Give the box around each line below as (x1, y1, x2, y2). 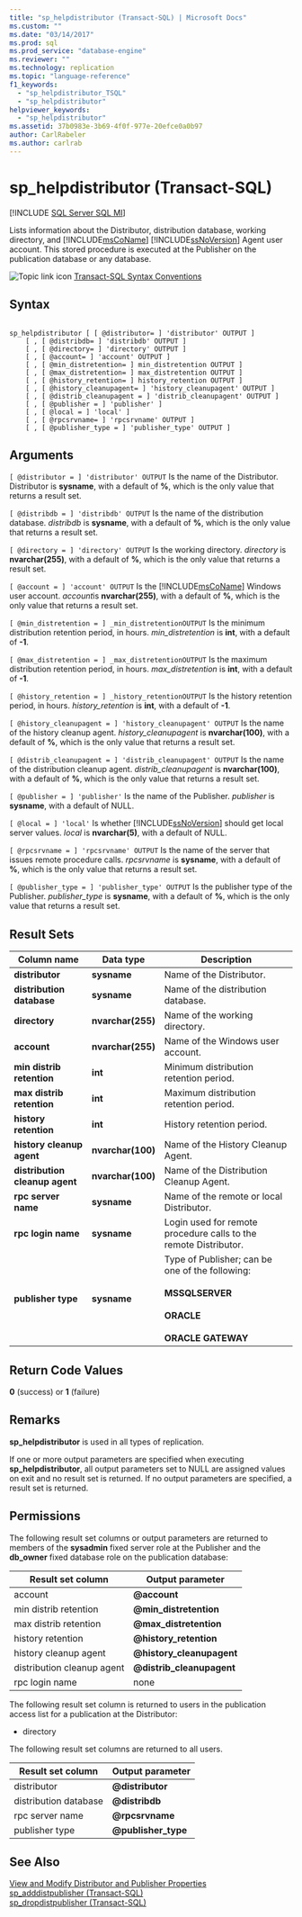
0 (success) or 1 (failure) (9, 1386, 101, 1397)
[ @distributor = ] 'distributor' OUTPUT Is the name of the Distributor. (9, 472, 279, 482)
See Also (9, 1854, 60, 1869)
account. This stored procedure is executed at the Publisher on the (9, 244, 257, 255)
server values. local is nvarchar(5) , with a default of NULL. (9, 827, 227, 838)
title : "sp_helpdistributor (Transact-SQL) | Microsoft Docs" (9, 13, 247, 22)
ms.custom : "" (9, 22, 63, 31)
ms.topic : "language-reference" (9, 72, 130, 81)
